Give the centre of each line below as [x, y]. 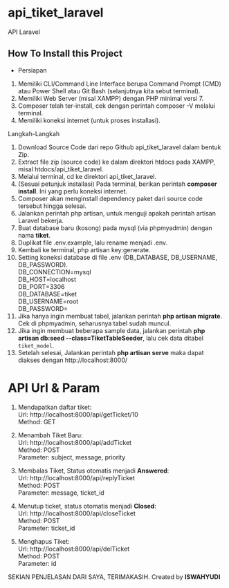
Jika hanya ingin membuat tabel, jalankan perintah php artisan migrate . [120, 316]
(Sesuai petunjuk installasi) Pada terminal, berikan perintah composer [117, 184]
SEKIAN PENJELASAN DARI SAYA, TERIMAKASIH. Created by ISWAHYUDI [114, 577]
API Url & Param [54, 388]
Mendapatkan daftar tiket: [55, 407]
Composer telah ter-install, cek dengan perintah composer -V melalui [116, 106]
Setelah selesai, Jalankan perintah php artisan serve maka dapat [111, 352]
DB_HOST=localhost [47, 279]
